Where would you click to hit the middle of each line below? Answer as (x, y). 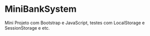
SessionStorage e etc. (27, 28)
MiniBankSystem (41, 9)
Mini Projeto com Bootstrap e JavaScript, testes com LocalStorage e (75, 23)
